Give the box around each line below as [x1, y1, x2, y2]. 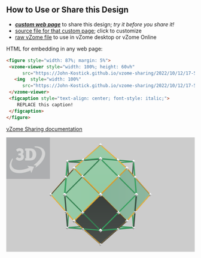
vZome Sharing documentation [6, 125, 83, 133]
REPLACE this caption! [17, 101, 74, 107]
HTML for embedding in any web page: [6, 45, 103, 52]
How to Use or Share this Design [6, 5, 129, 15]
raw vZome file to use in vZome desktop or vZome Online [14, 33, 157, 41]
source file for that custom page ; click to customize [14, 27, 142, 34]
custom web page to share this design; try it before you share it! [14, 20, 175, 28]
